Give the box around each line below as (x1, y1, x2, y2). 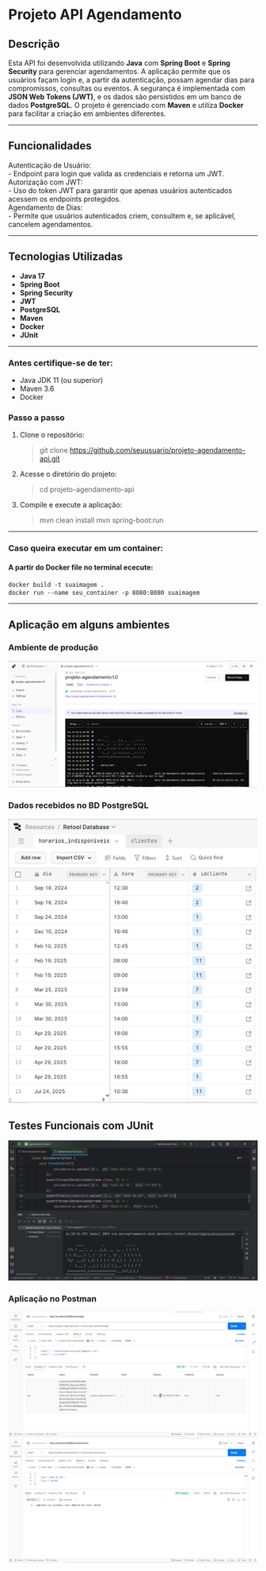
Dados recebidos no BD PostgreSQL (8, 800, 149, 811)
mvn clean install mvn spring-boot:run (39, 515, 164, 525)
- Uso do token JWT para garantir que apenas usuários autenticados (8, 185, 233, 195)
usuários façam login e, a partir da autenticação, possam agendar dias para (8, 75, 255, 84)
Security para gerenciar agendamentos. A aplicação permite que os (8, 67, 231, 76)
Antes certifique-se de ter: (8, 357, 113, 369)
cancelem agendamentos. (8, 219, 93, 229)
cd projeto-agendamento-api (39, 484, 135, 494)
